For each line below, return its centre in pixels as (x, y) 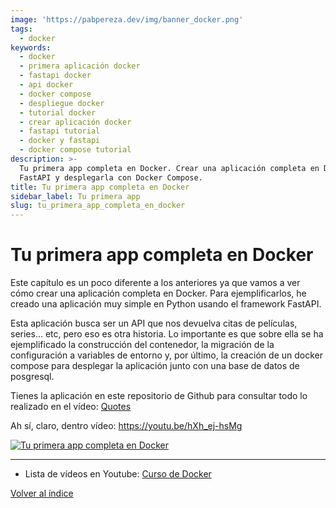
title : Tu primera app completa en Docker (100, 187)
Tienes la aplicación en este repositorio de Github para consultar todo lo (159, 396)
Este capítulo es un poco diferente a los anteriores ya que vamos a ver (155, 283)
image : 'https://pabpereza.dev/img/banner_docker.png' (127, 19)
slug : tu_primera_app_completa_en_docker (98, 206)
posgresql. (32, 377)
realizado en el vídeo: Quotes (71, 407)
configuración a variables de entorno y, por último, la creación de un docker (167, 355)
